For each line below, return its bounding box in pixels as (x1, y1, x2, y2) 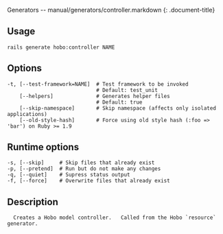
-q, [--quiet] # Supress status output (7, 172, 130, 178)
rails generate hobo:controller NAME (7, 44, 115, 51)
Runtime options (7, 141, 80, 153)
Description (7, 196, 58, 208)
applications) (7, 110, 48, 117)
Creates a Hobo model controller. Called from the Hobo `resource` (13, 214, 216, 222)
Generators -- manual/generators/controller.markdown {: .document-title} (7, 6, 215, 14)
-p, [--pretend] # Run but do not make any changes (7, 165, 161, 172)
